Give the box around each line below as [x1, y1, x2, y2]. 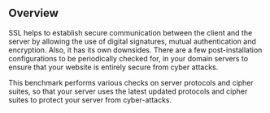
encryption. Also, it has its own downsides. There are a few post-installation [8, 44, 263, 55]
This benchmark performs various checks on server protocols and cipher [8, 77, 254, 87]
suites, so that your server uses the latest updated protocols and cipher [8, 86, 248, 96]
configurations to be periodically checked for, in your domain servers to [8, 53, 249, 63]
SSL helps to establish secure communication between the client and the [8, 27, 253, 37]
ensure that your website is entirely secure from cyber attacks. [8, 62, 219, 72]
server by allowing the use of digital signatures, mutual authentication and [8, 36, 256, 46]
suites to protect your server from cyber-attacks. [8, 94, 172, 104]
